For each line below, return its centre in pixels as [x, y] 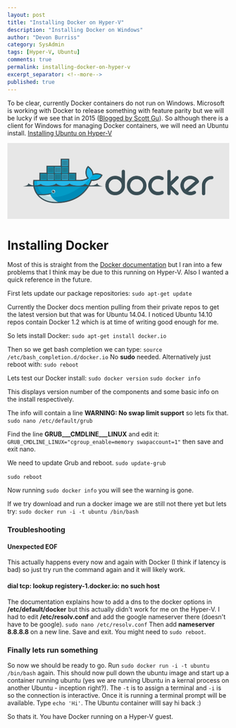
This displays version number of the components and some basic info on [113, 392]
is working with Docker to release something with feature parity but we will [116, 110]
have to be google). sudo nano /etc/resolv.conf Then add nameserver [111, 624]
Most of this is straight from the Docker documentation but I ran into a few [115, 265]
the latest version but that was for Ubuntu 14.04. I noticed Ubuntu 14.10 [110, 315]
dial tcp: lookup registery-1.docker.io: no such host [83, 586]
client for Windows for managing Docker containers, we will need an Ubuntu [118, 125]
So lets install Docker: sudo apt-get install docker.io [87, 336]
